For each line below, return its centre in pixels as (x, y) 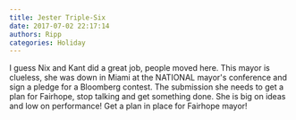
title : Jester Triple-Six (57, 17)
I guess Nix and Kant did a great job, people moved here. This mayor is (140, 68)
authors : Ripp (36, 34)
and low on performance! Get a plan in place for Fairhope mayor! (128, 106)
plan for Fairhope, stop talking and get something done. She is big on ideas (148, 97)
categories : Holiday (48, 43)
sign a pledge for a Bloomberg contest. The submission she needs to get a (147, 87)
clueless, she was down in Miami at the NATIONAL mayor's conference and (148, 78)
